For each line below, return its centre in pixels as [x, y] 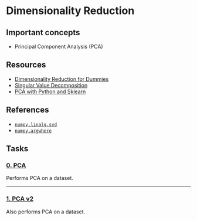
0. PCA [16, 165]
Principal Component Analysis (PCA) [59, 46]
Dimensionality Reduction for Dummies [62, 79]
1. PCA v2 [20, 199]
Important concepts [43, 33]
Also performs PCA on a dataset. [46, 212]
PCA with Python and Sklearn [50, 91]
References [28, 110]
